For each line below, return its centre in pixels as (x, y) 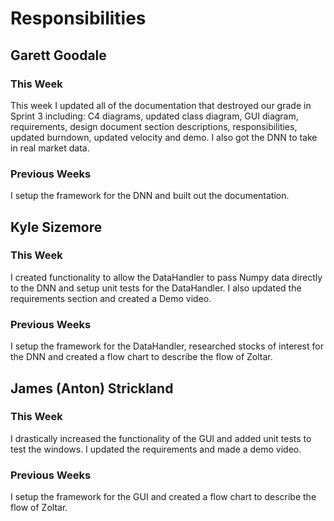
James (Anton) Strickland (92, 388)
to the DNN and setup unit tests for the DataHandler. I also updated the (156, 288)
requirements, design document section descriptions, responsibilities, (154, 126)
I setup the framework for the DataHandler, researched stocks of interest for (167, 346)
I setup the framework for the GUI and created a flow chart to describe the (163, 497)
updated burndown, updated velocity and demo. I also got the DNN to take (164, 137)
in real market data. (50, 148)
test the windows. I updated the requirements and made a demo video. (156, 449)
